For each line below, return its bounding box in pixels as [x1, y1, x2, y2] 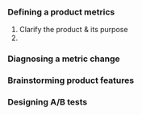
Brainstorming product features [7, 75, 135, 86]
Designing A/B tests [7, 97, 88, 108]
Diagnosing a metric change [7, 53, 120, 64]
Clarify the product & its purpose [19, 25, 128, 35]
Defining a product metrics [7, 6, 115, 18]
